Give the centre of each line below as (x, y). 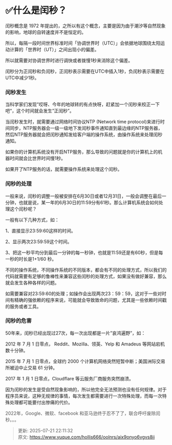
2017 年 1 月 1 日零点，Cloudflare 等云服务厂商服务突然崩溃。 (70, 378)
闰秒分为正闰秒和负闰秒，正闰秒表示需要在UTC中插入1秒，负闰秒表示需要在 (85, 71)
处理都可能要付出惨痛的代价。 (41, 402)
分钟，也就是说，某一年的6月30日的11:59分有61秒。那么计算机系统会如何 (82, 202)
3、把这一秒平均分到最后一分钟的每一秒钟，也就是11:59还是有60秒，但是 (82, 253)
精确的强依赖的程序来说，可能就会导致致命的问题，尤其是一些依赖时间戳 (90, 300)
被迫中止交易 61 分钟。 (34, 367)
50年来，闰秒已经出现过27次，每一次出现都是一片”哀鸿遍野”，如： (76, 333)
